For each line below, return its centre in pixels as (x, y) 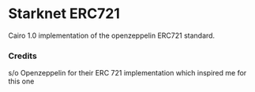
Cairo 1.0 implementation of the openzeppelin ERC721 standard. (112, 35)
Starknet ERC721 (64, 14)
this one (21, 81)
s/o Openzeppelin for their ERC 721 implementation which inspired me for (127, 73)
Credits (22, 56)
